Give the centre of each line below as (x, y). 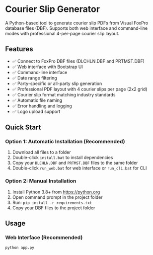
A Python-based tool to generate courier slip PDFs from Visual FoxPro (77, 23)
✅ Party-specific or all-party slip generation (57, 84)
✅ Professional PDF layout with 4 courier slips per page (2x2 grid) (80, 89)
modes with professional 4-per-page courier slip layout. (62, 33)
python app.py (20, 248)
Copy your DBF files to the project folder (54, 208)
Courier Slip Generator (53, 9)
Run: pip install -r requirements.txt (52, 202)
